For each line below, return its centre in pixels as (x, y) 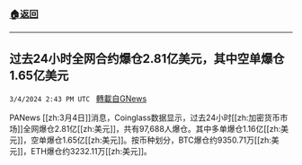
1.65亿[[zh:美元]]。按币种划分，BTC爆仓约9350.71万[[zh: (167, 140)
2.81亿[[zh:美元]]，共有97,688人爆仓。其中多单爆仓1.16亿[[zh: (168, 129)
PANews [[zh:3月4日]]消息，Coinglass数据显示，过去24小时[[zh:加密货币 (145, 117)
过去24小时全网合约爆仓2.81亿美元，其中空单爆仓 (147, 59)
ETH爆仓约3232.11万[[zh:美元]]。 (92, 152)
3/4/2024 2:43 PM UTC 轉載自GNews (78, 99)
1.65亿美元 (39, 75)
